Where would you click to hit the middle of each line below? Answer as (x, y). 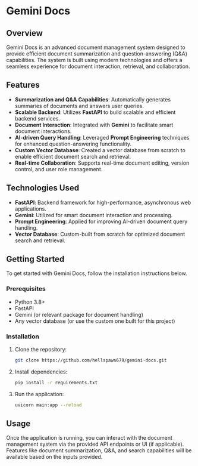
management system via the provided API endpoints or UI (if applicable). (95, 444)
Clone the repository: (41, 350)
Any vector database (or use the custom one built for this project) (95, 321)
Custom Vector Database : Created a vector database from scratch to (100, 150)
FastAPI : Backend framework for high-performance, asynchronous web (103, 202)
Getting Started (35, 259)
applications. (30, 209)
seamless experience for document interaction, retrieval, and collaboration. (98, 66)
